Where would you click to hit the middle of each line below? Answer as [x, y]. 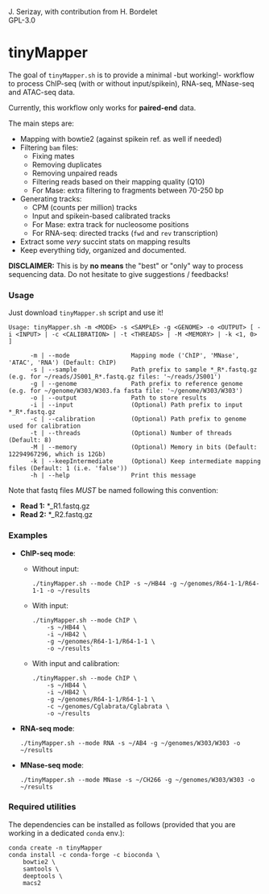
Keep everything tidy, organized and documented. [103, 250]
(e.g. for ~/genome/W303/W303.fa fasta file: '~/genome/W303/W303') [126, 391]
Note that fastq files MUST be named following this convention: [114, 490]
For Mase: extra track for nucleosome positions [110, 224]
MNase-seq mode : [52, 765]
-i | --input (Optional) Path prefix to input [136, 405]
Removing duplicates [67, 164]
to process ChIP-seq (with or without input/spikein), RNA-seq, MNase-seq [132, 83]
